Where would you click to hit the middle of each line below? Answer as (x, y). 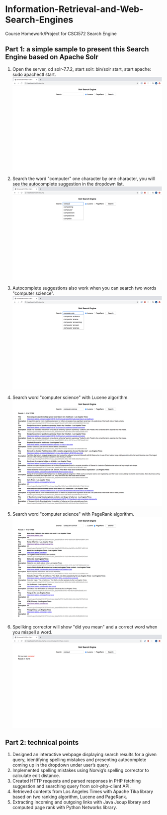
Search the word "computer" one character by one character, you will (83, 179)
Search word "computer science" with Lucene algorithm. (71, 398)
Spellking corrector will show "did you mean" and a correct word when (85, 627)
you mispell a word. (32, 632)
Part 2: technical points (42, 742)
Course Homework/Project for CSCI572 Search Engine (61, 33)
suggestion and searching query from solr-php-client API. (71, 786)
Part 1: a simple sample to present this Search (77, 49)
